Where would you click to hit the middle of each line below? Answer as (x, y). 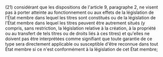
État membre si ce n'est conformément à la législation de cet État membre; (81, 49)
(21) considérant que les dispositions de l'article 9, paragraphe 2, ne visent (81, 7)
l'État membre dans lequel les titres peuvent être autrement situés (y (75, 23)
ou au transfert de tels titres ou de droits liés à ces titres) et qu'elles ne (78, 33)
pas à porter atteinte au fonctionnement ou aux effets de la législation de (80, 12)
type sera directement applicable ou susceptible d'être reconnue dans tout (81, 44)
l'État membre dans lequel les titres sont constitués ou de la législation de (81, 18)
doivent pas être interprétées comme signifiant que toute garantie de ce (79, 39)
